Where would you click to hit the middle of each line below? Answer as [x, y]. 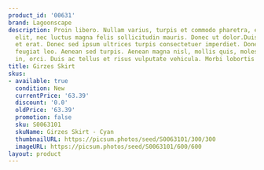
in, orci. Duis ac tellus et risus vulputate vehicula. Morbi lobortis [135, 60]
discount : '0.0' [42, 103]
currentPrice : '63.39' [52, 96]
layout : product [35, 154]
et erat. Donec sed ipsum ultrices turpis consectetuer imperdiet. [128, 45]
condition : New [40, 88]
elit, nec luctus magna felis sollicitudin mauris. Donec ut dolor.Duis [137, 37]
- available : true [38, 81]
